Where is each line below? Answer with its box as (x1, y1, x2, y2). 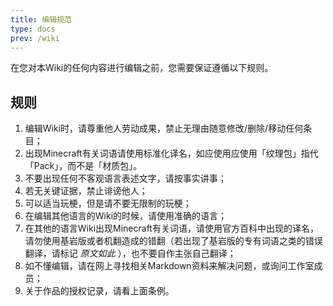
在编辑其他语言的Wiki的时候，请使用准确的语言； (24, 210, 228, 222)
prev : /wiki (10, 33, 60, 43)
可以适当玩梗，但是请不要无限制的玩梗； (24, 197, 192, 210)
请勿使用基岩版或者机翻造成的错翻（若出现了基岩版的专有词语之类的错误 (24, 235, 323, 247)
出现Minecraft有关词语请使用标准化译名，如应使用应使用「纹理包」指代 (24, 147, 319, 160)
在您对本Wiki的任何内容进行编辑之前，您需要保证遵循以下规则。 (10, 62, 274, 74)
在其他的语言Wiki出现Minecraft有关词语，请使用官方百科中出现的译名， (24, 222, 319, 235)
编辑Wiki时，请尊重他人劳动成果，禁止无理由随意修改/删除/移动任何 (24, 122, 304, 135)
